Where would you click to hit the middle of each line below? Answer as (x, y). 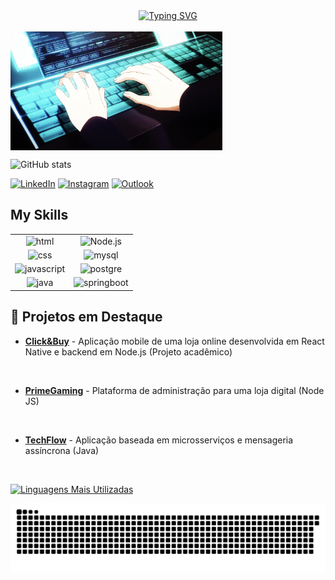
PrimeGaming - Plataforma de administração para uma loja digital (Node (174, 390)
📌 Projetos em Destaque (86, 317)
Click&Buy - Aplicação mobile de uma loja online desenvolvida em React (174, 341)
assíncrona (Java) (62, 450)
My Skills (39, 215)
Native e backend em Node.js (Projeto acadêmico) (128, 351)
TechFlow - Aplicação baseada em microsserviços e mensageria (159, 440)
